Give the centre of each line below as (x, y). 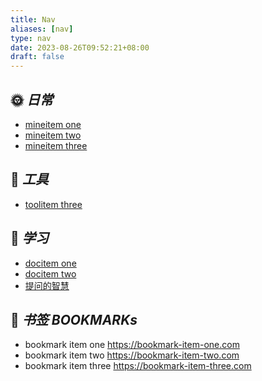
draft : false (37, 57)
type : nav (31, 38)
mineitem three (56, 145)
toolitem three (53, 204)
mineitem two (53, 135)
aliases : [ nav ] (42, 29)
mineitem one (53, 124)
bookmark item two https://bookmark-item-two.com (132, 355)
